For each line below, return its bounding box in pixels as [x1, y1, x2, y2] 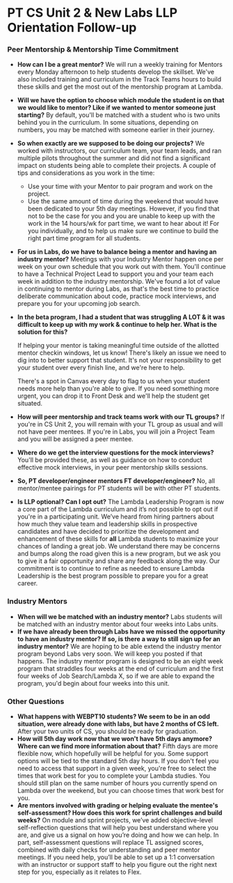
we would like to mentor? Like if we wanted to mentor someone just [17, 103, 216, 112]
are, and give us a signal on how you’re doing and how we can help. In [17, 831, 219, 839]
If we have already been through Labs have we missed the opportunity [17, 627, 225, 636]
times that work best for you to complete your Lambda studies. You [17, 771, 211, 780]
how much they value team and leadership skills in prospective [17, 520, 198, 528]
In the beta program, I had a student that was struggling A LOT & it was [17, 313, 225, 321]
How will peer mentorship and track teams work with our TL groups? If [17, 413, 225, 421]
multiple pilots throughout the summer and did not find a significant [17, 154, 211, 162]
